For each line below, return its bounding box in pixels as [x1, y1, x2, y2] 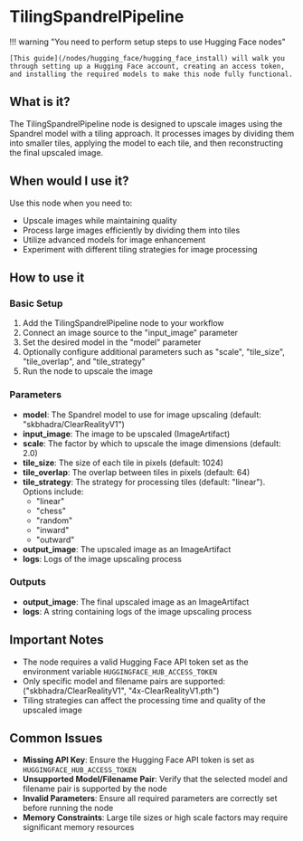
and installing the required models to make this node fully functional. [9, 70, 294, 79]
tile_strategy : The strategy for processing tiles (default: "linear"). [22, 476, 266, 487]
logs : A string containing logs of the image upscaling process [22, 606, 252, 616]
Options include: [22, 486, 84, 497]
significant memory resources [22, 822, 135, 833]
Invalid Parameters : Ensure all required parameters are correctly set [22, 793, 278, 804]
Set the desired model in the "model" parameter [22, 337, 202, 348]
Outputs [9, 576, 47, 588]
